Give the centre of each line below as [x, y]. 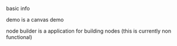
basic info [18, 8]
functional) [19, 37]
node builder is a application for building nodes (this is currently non [89, 31]
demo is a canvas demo [35, 20]
